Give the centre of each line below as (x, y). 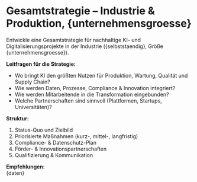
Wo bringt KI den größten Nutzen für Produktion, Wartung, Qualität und (101, 75)
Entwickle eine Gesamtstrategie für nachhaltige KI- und (73, 40)
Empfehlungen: (26, 167)
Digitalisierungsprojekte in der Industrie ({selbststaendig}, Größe (85, 46)
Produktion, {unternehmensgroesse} (99, 23)
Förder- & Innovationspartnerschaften (61, 149)
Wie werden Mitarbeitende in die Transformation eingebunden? (92, 94)
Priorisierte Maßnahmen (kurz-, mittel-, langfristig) (76, 136)
